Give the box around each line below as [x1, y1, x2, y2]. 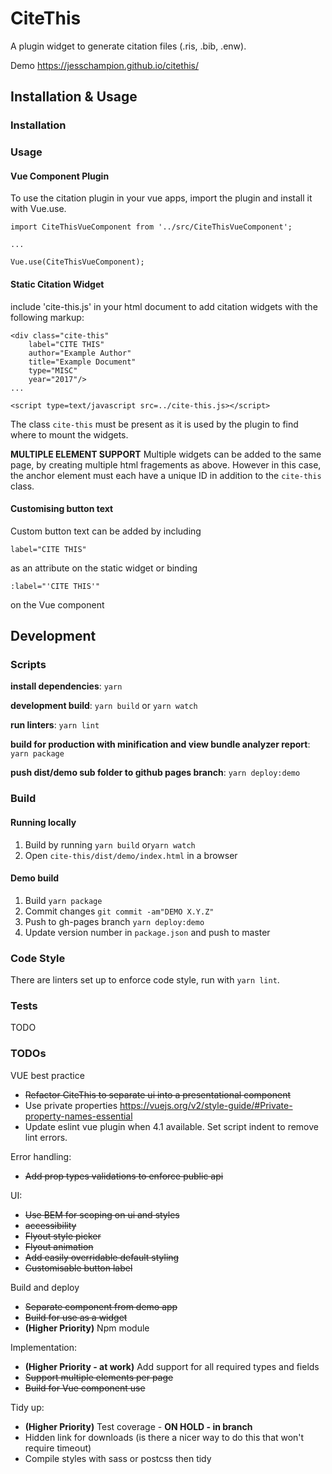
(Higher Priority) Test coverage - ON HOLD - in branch [24, 1420, 253, 1432]
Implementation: [10, 1341, 78, 1353]
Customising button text [10, 503, 114, 515]
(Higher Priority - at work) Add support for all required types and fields [24, 1360, 320, 1372]
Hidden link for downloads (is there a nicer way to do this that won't [24, 1431, 305, 1443]
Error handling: [10, 1150, 72, 1162]
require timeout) [24, 1442, 92, 1454]
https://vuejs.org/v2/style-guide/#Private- [119, 1099, 293, 1111]
